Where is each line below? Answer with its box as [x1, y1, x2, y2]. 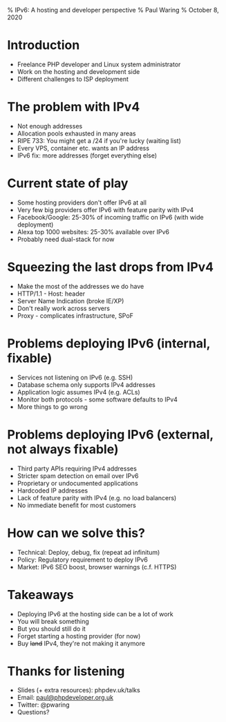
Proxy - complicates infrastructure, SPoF [17, 311, 133, 320]
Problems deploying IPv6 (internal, [7, 335, 211, 351]
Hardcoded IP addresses [17, 486, 88, 495]
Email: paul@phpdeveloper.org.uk [17, 694, 114, 702]
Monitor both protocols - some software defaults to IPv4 [17, 395, 178, 403]
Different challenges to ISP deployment [17, 75, 129, 83]
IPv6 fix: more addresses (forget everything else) [17, 151, 158, 160]
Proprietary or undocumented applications [17, 479, 138, 487]
